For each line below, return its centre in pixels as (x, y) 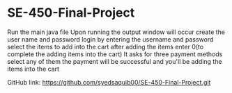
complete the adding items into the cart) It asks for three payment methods (115, 54)
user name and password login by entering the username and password (110, 39)
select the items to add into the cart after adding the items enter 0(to (106, 46)
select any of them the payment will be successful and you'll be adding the (115, 61)
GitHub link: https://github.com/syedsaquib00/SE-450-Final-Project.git (109, 82)
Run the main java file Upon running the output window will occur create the (116, 32)
